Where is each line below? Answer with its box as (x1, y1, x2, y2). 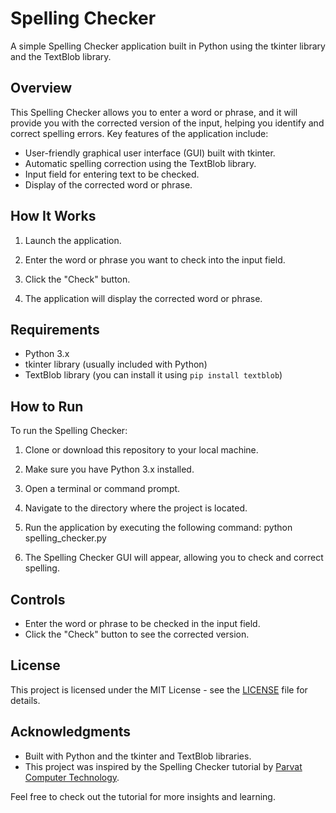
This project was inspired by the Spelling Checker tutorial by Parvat (24, 760, 303, 772)
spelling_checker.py (24, 532, 107, 544)
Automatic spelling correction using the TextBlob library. (24, 157, 257, 169)
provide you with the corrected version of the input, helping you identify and (10, 117, 325, 129)
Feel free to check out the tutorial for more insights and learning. (10, 790, 276, 802)
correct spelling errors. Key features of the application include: (10, 127, 269, 139)
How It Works (10, 208, 97, 225)
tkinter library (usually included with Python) (24, 358, 208, 371)
